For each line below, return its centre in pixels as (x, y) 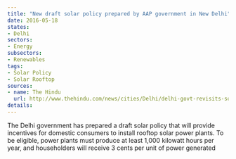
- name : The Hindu (34, 92)
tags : (15, 66)
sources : (20, 86)
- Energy (20, 46)
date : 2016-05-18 (33, 20)
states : (19, 27)
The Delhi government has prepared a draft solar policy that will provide (111, 125)
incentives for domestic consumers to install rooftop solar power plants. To (116, 133)
